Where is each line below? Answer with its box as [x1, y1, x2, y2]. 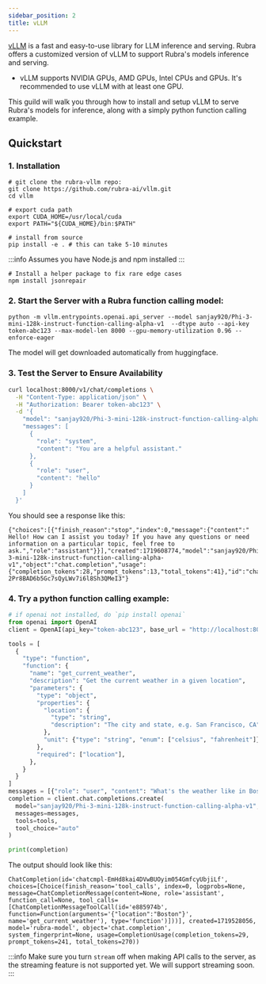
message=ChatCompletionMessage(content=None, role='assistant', [8, 890, 225, 898]
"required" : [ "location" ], [36, 750, 126, 758]
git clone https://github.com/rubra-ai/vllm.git [8, 186, 172, 193]
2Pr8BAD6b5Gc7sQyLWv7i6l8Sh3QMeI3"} [8, 574, 129, 583]
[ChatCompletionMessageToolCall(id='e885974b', [8, 903, 169, 912]
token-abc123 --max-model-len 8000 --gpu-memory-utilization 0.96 [8, 327, 232, 335]
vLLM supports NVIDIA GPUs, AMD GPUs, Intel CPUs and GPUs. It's [19, 73, 242, 82]
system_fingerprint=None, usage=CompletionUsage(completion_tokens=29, [8, 931, 249, 940]
